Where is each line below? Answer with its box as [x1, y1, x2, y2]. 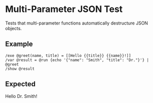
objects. [5, 25, 22, 31]
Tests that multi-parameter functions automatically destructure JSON [5, 20, 148, 26]
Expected [5, 80, 36, 88]
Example [5, 40, 33, 48]
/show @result [5, 66, 35, 71]
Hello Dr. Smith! [5, 93, 38, 99]
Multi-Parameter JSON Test [5, 3, 123, 15]
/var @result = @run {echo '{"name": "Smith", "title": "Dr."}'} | [5, 57, 149, 62]
